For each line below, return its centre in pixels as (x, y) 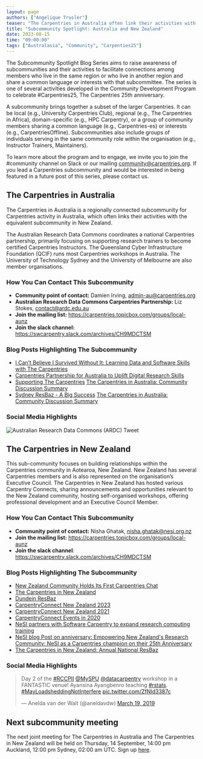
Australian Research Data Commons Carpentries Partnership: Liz (98, 301)
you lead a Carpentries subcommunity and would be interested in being (95, 169)
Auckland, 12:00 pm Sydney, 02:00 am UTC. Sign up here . (79, 750)
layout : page (23, 12)
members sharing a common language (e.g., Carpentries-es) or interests (97, 126)
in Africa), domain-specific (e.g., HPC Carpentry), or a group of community (100, 119)
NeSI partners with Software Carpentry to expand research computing (102, 624)
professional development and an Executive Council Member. (82, 502)
